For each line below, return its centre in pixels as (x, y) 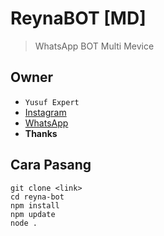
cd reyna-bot (37, 197)
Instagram (45, 112)
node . (24, 223)
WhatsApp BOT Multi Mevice (94, 46)
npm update (33, 214)
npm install (35, 205)
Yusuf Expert (52, 102)
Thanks (41, 133)
